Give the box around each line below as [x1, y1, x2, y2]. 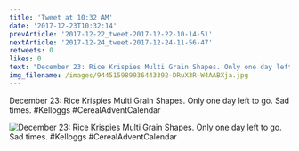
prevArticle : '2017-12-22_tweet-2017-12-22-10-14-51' [9, 29, 214, 38]
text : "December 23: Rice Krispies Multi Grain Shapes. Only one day [9, 63, 273, 72]
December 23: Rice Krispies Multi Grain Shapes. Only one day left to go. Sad [9, 95, 290, 106]
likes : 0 [9, 54, 42, 63]
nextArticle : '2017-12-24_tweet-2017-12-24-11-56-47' [9, 37, 214, 47]
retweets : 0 [9, 46, 53, 55]
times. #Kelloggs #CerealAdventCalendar [9, 104, 161, 115]
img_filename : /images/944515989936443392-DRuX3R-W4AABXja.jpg [9, 71, 249, 80]
